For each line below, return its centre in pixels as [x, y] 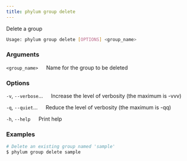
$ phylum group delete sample [44, 152]
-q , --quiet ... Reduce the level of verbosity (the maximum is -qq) [89, 108]
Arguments [23, 55]
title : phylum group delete [41, 12]
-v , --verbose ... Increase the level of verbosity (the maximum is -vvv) [94, 96]
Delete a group [24, 29]
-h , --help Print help [34, 119]
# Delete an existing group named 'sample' [61, 147]
